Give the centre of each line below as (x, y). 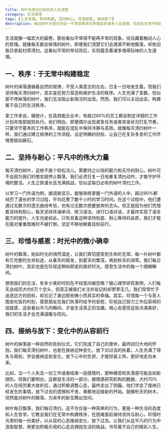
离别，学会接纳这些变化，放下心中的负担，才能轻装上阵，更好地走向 (83, 356)
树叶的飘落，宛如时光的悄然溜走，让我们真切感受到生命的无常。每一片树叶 (81, 254)
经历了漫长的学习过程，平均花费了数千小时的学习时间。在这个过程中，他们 (81, 199)
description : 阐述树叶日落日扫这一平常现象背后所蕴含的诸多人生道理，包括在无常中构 (82, 23)
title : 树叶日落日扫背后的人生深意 (37, 10)
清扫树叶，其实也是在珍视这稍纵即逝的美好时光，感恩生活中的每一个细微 (79, 266)
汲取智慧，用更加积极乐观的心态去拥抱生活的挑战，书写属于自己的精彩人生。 (83, 427)
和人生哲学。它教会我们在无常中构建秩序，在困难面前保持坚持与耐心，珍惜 (81, 414)
